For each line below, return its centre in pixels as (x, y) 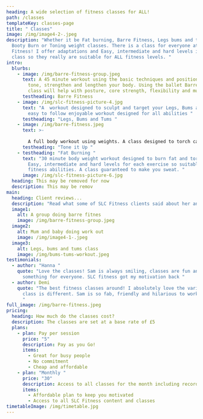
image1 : (21, 209)
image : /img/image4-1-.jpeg (52, 237)
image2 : (21, 226)
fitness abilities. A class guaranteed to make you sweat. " (107, 170)
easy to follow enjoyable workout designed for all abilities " (111, 113)
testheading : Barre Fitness (58, 96)
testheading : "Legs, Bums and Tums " (70, 119)
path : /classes (25, 18)
